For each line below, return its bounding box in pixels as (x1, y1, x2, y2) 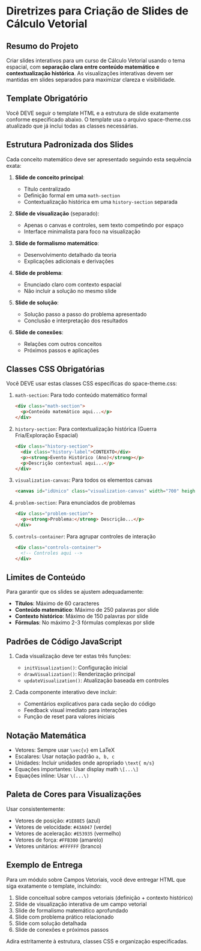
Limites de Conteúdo (6, 572, 86, 582)
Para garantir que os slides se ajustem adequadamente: (6, 588, 144, 596)
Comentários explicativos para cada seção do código (23, 700, 156, 707)
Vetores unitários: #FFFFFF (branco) (14, 842, 102, 849)
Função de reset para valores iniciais (23, 713, 115, 720)
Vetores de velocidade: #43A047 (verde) (14, 823, 112, 831)
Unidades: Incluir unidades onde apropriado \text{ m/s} (14, 759, 155, 766)
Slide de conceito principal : (14, 173, 85, 181)
